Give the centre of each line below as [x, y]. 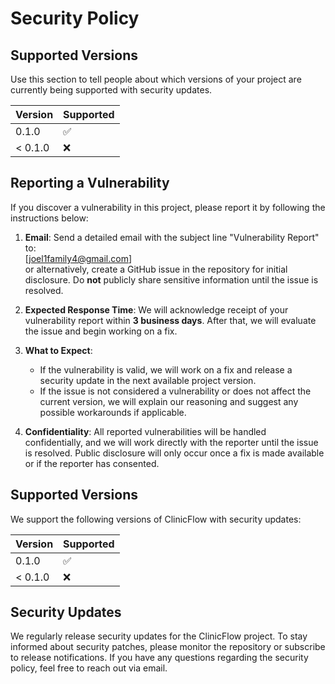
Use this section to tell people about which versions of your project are [156, 79]
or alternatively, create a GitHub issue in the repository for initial [156, 269]
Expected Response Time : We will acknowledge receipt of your [156, 309]
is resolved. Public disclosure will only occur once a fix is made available [174, 453]
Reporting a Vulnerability [90, 183]
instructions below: [49, 218]
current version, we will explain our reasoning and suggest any [169, 401]
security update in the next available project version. [148, 380]
